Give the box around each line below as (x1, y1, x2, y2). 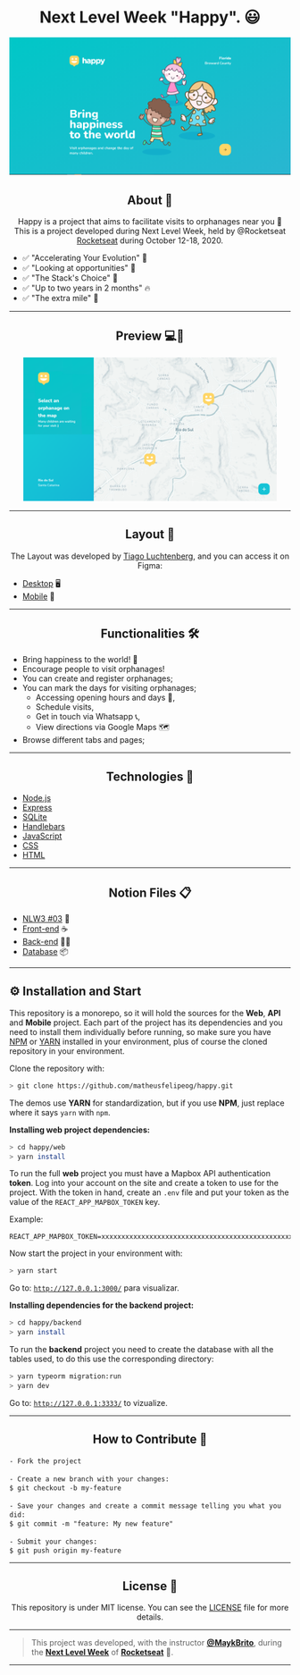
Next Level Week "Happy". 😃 (39, 7, 261, 28)
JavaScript (21, 830, 62, 842)
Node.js (21, 793, 52, 804)
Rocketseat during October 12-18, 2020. (76, 235, 224, 246)
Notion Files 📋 (108, 885, 192, 900)
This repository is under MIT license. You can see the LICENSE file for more (11, 1603, 289, 1613)
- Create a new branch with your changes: (9, 1474, 170, 1484)
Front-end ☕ (21, 923, 69, 934)
